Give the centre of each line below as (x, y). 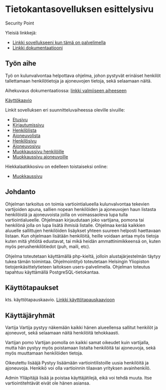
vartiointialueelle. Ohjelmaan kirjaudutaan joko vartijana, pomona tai (75, 220)
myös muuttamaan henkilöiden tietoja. (44, 353)
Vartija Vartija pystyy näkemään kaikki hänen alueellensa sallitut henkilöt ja (82, 327)
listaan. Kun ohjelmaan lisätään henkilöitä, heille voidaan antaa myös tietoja (82, 235)
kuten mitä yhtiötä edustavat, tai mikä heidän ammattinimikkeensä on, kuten (83, 241)
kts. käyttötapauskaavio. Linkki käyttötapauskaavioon (60, 300)
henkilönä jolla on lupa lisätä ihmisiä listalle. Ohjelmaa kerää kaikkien (75, 225)
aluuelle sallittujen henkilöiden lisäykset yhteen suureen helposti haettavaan (83, 230)
